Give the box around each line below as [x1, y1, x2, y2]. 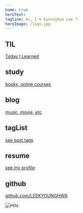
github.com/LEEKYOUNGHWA [5, 193, 68, 199]
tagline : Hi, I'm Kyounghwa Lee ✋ [5, 17, 78, 22]
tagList [5, 124, 28, 132]
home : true [5, 7, 28, 13]
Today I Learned [5, 53, 39, 59]
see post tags [5, 137, 34, 143]
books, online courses [5, 81, 51, 87]
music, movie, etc [5, 109, 42, 115]
